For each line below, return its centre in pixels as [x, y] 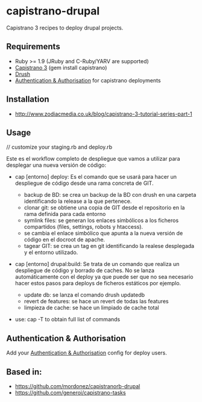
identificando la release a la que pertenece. [78, 201]
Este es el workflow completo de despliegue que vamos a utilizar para [93, 159]
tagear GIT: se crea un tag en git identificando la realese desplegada [109, 246]
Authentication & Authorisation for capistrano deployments [88, 80]
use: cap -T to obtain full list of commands [68, 320]
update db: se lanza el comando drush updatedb [84, 295]
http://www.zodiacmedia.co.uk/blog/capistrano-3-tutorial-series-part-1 [103, 114]
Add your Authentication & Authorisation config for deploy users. [87, 353]
